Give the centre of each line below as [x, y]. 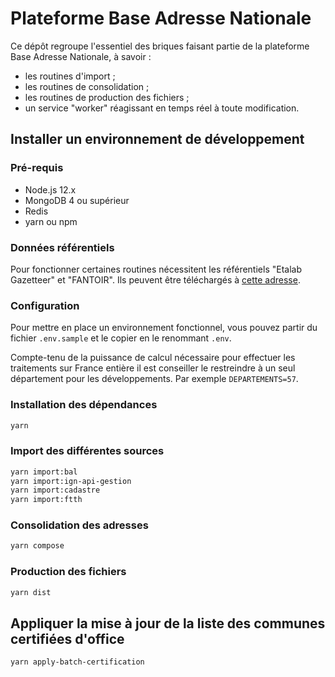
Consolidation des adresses [79, 525]
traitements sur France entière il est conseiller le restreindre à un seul [153, 368]
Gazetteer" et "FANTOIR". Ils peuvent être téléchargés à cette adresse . [155, 279]
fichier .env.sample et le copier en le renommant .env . [121, 338]
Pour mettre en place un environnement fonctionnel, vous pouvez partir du [164, 328]
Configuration [45, 305]
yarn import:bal [44, 472]
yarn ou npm [51, 221]
